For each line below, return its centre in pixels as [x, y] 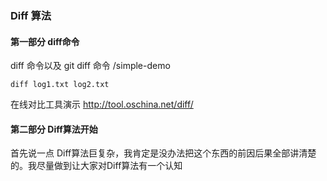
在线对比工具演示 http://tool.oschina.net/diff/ [102, 104]
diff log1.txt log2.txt [60, 85]
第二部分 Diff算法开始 [54, 129]
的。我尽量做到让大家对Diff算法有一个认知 [96, 166]
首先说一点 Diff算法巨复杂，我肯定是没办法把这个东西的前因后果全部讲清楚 [163, 153]
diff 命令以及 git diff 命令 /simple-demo [90, 66]
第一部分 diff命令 [45, 41]
